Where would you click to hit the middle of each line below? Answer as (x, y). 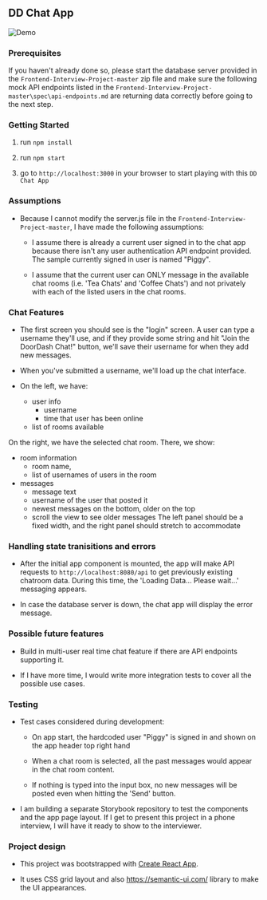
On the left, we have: (54, 386)
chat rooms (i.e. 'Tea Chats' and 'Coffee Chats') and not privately (139, 283)
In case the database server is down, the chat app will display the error (136, 605)
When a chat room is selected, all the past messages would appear (142, 760)
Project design (37, 847)
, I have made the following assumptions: (137, 227)
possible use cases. (52, 683)
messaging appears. (53, 589)
